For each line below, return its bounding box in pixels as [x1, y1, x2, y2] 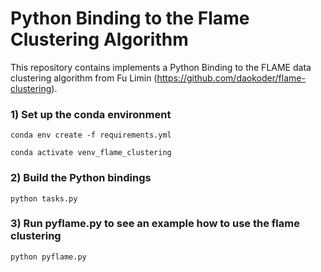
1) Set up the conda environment [10, 107, 172, 121]
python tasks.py [10, 193, 78, 204]
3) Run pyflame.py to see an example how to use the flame [10, 217, 300, 231]
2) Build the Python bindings [10, 171, 152, 185]
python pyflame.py [10, 252, 87, 262]
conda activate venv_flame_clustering [10, 148, 172, 158]
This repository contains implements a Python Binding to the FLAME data [10, 61, 312, 73]
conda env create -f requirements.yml [10, 130, 172, 141]
